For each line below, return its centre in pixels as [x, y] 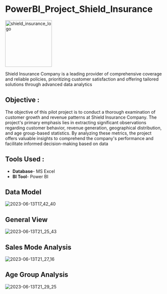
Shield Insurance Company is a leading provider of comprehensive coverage [83, 73]
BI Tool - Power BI [30, 176]
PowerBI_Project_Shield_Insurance [79, 9]
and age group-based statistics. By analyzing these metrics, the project [78, 133]
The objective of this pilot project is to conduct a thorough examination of [80, 112]
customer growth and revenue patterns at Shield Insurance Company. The [81, 117]
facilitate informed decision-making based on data [57, 144]
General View [27, 220]
